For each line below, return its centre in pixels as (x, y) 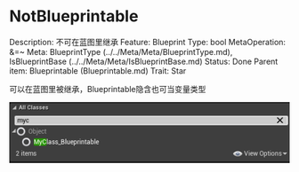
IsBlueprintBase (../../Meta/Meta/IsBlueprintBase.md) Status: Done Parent (144, 61)
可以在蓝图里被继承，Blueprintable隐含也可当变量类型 (108, 89)
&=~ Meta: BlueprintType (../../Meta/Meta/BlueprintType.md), (121, 51)
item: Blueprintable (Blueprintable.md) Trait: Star (98, 70)
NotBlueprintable (74, 16)
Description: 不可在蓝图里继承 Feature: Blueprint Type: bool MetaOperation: (148, 42)
